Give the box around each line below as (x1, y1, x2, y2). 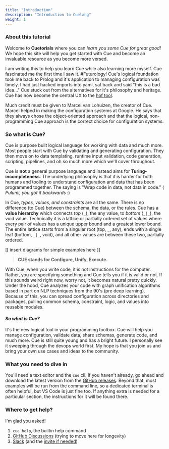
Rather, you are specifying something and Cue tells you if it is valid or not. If (5, 271, 162, 278)
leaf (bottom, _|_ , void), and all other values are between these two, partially (5, 231, 164, 237)
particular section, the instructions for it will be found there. (5, 393, 129, 400)
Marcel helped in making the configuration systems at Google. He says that (5, 107, 162, 114)
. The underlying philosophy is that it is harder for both (39, 173, 153, 179)
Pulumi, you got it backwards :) (5, 189, 70, 195)
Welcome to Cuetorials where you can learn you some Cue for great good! (5, 45, 161, 51)
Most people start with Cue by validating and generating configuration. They (5, 147, 164, 154)
